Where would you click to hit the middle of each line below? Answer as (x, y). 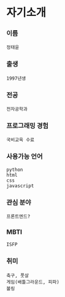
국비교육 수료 (21, 140)
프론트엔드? (18, 216)
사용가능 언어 (25, 156)
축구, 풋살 (18, 276)
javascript (20, 186)
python (15, 169)
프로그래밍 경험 (28, 125)
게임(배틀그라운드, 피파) (33, 282)
